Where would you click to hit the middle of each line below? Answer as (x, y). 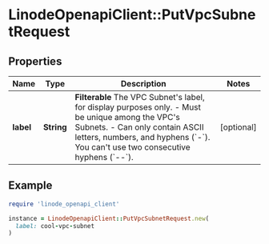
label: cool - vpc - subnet (55, 226)
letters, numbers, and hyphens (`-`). (143, 137)
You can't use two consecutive (132, 147)
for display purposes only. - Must (138, 107)
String (55, 127)
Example (30, 186)
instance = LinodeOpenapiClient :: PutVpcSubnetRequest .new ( (109, 218)
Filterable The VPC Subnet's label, (140, 97)
